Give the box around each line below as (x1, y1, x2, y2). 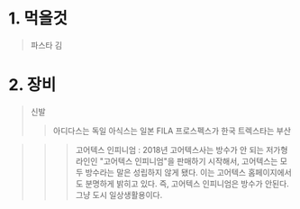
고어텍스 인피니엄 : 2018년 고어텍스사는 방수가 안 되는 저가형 (75, 144, 288, 155)
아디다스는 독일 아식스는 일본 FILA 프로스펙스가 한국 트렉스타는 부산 (52, 125, 292, 136)
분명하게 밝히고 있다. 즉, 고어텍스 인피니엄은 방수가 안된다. (85, 177, 289, 189)
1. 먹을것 (8, 8, 68, 29)
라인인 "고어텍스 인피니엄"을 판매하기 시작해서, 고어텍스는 (75, 155, 278, 167)
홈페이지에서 (248, 167, 292, 177)
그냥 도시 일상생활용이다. (75, 189, 163, 200)
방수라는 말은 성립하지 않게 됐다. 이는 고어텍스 (85, 167, 247, 177)
